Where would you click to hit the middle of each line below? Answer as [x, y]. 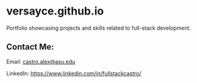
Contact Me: [30, 47]
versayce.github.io [55, 11]
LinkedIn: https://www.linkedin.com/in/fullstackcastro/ [74, 73]
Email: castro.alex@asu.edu [41, 61]
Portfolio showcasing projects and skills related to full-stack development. [98, 28]
